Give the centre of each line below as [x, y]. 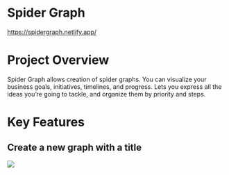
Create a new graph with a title [75, 148]
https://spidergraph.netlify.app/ [52, 32]
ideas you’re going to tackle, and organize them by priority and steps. [107, 94]
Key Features [46, 122]
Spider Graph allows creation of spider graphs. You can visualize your [107, 79]
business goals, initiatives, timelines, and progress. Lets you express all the [114, 86]
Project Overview [58, 60]
